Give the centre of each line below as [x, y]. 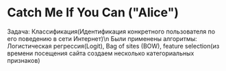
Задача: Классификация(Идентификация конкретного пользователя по [111, 31]
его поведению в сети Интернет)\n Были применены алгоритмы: [102, 38]
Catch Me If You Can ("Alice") [93, 13]
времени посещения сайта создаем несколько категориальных [101, 53]
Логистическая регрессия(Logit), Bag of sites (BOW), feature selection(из [113, 46]
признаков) [24, 60]
